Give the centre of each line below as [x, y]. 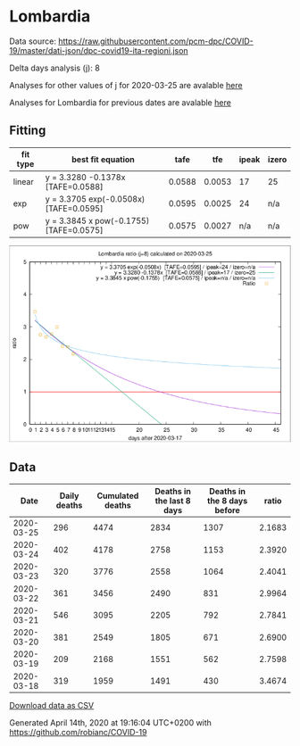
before [227, 510]
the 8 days [227, 501]
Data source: [33, 41]
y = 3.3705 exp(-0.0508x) [95, 199]
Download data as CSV [52, 706]
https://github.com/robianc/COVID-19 [78, 733]
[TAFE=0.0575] [74, 230]
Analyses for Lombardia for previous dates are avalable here [121, 102]
